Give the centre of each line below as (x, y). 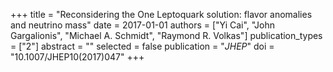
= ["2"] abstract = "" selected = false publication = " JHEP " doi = (142, 46)
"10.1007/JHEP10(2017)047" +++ (77, 57)
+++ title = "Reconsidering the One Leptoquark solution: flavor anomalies (161, 14)
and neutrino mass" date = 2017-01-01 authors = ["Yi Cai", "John (142, 25)
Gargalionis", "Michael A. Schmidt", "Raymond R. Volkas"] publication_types (166, 35)
